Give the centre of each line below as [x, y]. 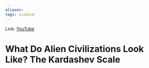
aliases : [14, 10]
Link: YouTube [20, 28]
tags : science [20, 14]
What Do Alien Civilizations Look [74, 49]
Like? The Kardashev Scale [63, 59]
